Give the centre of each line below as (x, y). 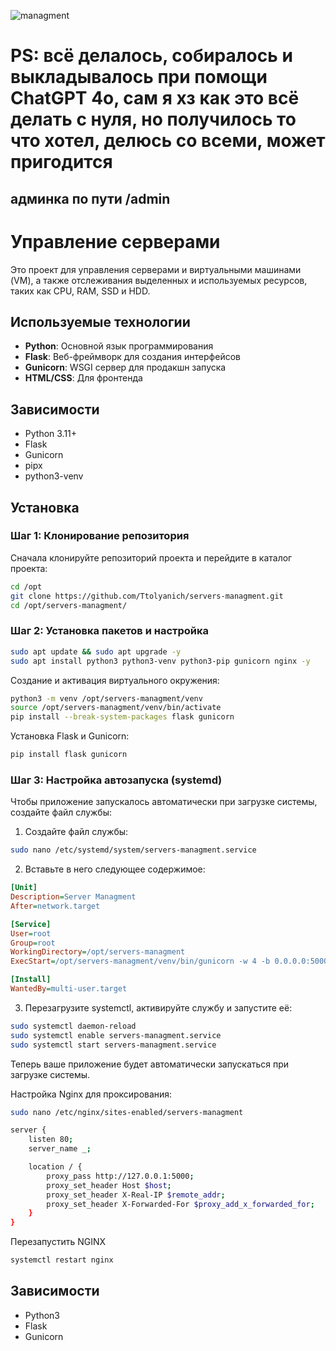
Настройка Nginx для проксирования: (91, 1094)
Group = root (33, 943)
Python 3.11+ (51, 434)
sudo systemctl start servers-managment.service (113, 1045)
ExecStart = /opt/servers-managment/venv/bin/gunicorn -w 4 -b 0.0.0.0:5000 (169, 961)
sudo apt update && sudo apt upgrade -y (96, 651)
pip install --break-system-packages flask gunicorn (122, 717)
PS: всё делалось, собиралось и (151, 56)
